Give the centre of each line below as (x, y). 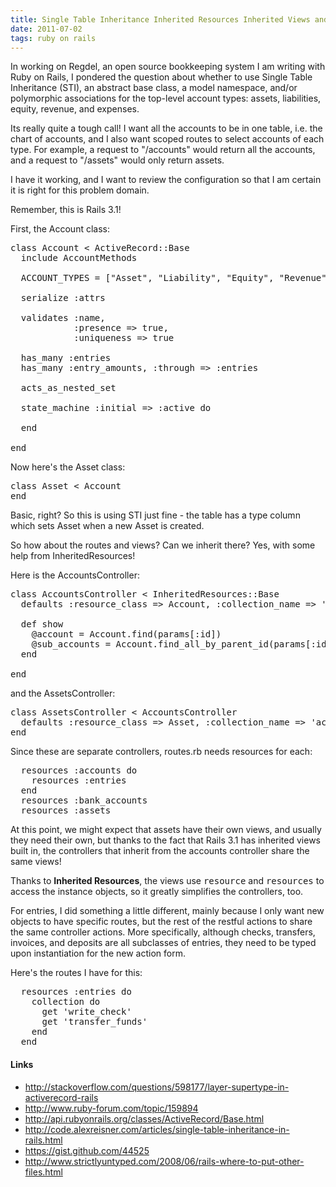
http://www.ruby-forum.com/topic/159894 (111, 1108)
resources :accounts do (79, 770)
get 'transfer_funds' (94, 1022)
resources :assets (66, 810)
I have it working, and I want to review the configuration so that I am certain (166, 180)
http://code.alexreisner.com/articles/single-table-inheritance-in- (157, 1129)
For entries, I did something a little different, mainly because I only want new (167, 911)
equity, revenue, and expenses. (75, 109)
